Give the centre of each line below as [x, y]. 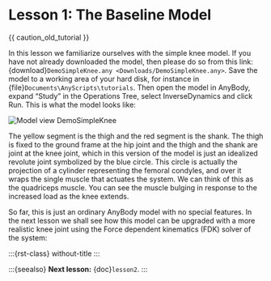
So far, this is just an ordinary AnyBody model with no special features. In [130, 211]
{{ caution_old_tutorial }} [49, 37]
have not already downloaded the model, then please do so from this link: [131, 62]
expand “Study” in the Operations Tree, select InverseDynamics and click [131, 96]
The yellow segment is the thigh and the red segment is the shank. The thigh [136, 136]
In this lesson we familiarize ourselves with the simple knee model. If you [130, 53]
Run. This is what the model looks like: [72, 104]
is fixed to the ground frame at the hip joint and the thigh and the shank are [133, 144]
